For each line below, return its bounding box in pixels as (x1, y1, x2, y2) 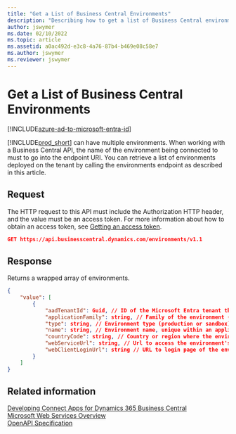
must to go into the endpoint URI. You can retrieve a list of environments (7, 153, 216, 162)
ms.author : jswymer (7, 50, 65, 57)
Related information (7, 385, 96, 397)
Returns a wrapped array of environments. (7, 274, 130, 282)
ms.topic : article (7, 37, 61, 44)
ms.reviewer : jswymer (7, 56, 71, 63)
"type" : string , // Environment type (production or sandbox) (44, 320, 231, 327)
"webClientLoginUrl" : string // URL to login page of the (44, 346, 218, 354)
